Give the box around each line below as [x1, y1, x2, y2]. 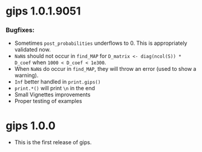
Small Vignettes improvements [14, 91, 91, 98]
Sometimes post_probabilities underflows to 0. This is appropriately [14, 39, 187, 47]
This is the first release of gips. [14, 139, 92, 146]
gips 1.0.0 [5, 119, 56, 133]
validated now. [14, 46, 51, 53]
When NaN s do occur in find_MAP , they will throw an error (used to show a [14, 65, 197, 73]
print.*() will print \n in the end [14, 85, 95, 92]
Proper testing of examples [14, 97, 82, 105]
